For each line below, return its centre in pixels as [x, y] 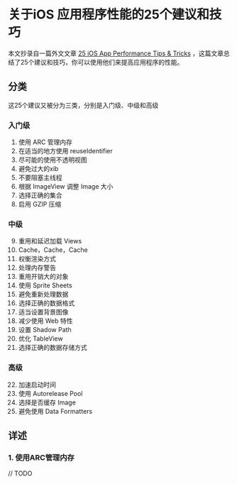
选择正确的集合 [40, 195]
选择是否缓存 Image [47, 402]
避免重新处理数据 [43, 295]
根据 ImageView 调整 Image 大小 [66, 187]
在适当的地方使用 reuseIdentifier [65, 151]
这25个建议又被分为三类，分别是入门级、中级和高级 [83, 105]
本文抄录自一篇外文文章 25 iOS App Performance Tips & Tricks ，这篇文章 [116, 53]
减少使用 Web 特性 [45, 321]
